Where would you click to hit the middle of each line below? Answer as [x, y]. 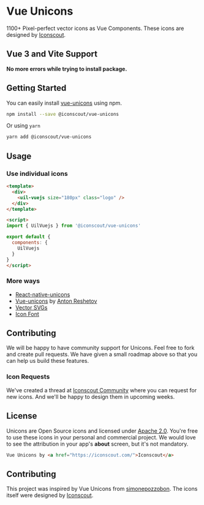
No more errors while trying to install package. [67, 69]
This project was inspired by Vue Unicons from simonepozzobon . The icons [102, 489]
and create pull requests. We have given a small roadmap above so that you [102, 354]
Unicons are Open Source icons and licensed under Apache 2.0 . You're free [102, 431]
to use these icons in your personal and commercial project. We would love [101, 437]
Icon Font [27, 314]
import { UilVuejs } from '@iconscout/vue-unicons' [74, 226]
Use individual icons [37, 173]
